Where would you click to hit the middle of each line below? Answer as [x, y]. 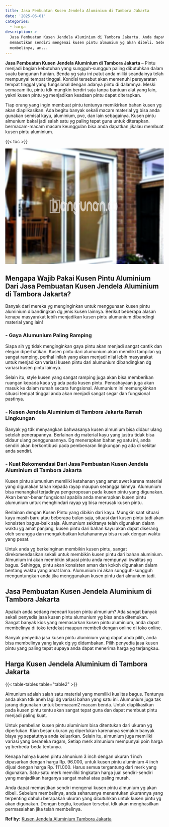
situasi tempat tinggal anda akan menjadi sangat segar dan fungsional [78, 394]
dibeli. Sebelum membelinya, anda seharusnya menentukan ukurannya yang [84, 793]
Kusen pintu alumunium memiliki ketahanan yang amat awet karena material [84, 481]
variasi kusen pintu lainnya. [33, 368]
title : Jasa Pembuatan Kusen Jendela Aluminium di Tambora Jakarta [77, 11]
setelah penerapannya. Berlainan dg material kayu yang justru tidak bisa [80, 434]
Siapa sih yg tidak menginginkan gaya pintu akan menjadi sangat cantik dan [84, 346]
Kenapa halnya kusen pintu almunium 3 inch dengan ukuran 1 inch [74, 756]
